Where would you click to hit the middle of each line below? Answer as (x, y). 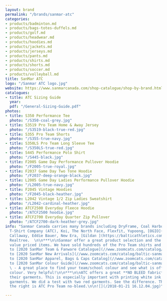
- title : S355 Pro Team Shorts (38, 134)
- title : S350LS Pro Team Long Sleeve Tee (50, 144)
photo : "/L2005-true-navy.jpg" (42, 185)
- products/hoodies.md (29, 42)
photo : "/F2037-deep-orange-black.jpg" (51, 176)
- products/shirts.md (28, 60)
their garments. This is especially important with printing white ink (85, 277)
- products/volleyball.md (32, 74)
